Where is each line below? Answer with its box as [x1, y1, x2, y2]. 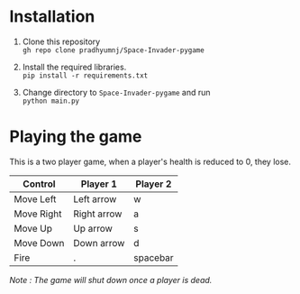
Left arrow [73, 192, 117, 205]
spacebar [133, 251, 174, 263]
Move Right [14, 207, 62, 220]
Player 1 [80, 178, 117, 190]
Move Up [14, 222, 52, 234]
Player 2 [135, 178, 172, 190]
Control [22, 178, 56, 190]
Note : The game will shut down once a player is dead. [9, 274, 213, 285]
